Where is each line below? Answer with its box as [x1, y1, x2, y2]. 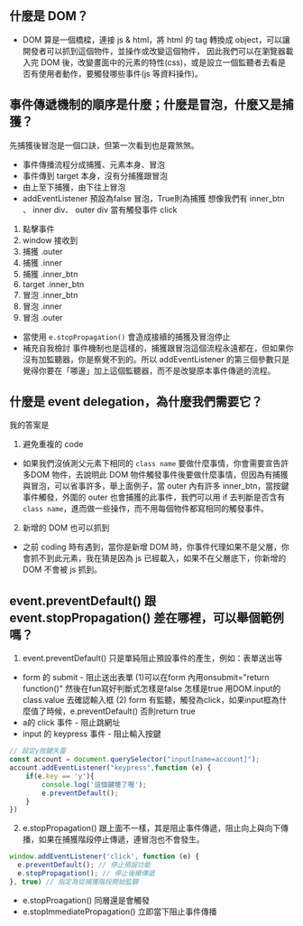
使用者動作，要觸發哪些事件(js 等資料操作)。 [38, 68, 203, 79]
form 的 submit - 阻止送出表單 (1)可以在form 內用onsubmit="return [22, 672, 270, 683]
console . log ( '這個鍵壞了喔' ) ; [41, 780, 147, 789]
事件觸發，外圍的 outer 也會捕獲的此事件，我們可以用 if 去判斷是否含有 [22, 491, 286, 503]
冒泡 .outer [22, 312, 63, 323]
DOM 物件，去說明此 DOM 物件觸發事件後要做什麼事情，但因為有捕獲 [30, 469, 289, 481]
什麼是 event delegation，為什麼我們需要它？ [9, 394, 263, 409]
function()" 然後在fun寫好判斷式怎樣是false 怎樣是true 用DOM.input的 [22, 683, 281, 694]
